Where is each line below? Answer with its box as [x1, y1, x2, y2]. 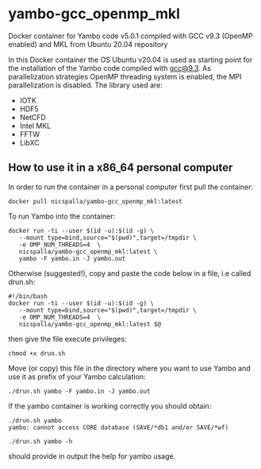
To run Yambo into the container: [8, 211, 116, 221]
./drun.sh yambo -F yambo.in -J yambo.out [8, 387, 151, 395]
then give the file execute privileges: [8, 334, 127, 343]
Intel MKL [19, 121, 52, 130]
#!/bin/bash [8, 292, 48, 300]
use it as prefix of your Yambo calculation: [8, 371, 146, 382]
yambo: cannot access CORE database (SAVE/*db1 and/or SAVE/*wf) [8, 423, 228, 432]
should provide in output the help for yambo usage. [8, 451, 176, 461]
